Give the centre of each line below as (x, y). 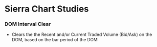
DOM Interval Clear (28, 24)
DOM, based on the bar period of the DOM (55, 40)
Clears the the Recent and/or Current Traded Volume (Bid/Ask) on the (82, 34)
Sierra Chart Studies (47, 9)
